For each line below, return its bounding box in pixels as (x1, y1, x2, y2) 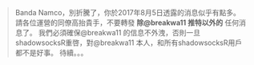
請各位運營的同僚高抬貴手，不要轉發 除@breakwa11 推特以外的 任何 (14, 18, 240, 27)
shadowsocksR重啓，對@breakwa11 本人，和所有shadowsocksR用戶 (14, 38, 242, 47)
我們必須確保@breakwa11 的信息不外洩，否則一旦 (38, 28, 201, 37)
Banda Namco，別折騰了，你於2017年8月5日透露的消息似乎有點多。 (14, 8, 241, 17)
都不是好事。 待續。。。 (14, 48, 88, 57)
